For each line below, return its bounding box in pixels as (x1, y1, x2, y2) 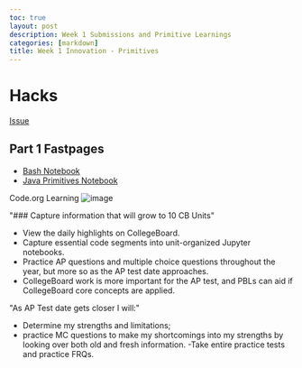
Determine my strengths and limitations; (22, 319, 171, 330)
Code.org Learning (9, 192, 79, 203)
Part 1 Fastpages (9, 142, 105, 157)
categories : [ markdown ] (9, 38, 99, 48)
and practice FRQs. (22, 348, 95, 359)
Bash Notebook (22, 165, 81, 176)
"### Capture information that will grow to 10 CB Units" (9, 209, 215, 221)
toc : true (9, 13, 47, 23)
